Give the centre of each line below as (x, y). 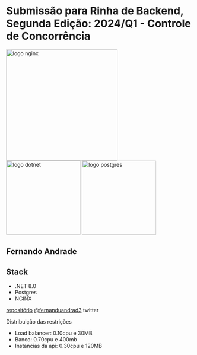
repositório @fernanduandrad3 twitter (53, 310)
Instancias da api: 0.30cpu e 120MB (58, 346)
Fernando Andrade (42, 251)
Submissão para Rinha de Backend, (95, 11)
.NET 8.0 (26, 286)
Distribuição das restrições (39, 322)
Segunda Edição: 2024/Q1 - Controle (99, 23)
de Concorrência (48, 36)
